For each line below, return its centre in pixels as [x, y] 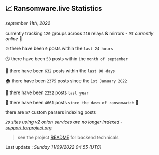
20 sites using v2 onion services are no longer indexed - [64, 122]
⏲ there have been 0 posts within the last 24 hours [59, 48]
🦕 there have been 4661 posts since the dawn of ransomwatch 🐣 [72, 102]
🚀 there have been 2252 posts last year [47, 92]
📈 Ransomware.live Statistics [54, 8]
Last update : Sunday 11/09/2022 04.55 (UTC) [54, 147]
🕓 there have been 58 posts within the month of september [67, 59]
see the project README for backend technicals [68, 137]
